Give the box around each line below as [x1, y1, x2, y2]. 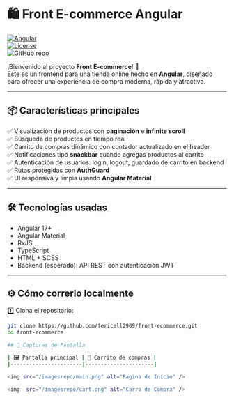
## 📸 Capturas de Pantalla [7, 341, 86, 349]
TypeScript [17, 246, 49, 254]
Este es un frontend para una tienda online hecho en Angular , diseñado [7, 70, 213, 78]
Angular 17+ [17, 224, 52, 232]
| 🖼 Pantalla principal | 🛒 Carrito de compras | [7, 354, 157, 361]
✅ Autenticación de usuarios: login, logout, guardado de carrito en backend [7, 158, 224, 167]
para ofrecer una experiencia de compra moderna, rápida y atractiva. [7, 77, 206, 85]
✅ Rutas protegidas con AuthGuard [7, 166, 110, 174]
